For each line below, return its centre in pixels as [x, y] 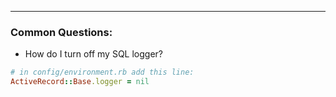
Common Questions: [61, 32]
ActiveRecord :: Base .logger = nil [80, 82]
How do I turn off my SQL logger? [93, 54]
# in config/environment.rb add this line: [102, 72]
